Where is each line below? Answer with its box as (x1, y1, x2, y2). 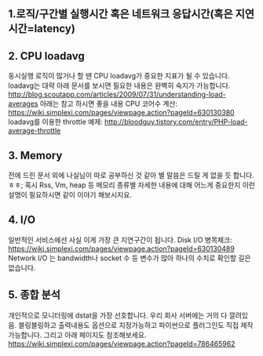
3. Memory (8, 148, 63, 162)
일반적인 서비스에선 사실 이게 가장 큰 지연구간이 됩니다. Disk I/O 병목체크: (8, 234, 233, 245)
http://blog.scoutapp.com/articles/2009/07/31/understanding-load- (8, 89, 226, 100)
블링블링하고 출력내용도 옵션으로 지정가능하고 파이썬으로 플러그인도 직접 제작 (18, 320, 254, 329)
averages (8, 99, 38, 108)
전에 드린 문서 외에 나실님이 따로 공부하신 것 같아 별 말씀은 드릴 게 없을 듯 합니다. (8, 171, 255, 180)
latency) (34, 22, 76, 35)
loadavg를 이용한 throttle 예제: (8, 117, 104, 127)
